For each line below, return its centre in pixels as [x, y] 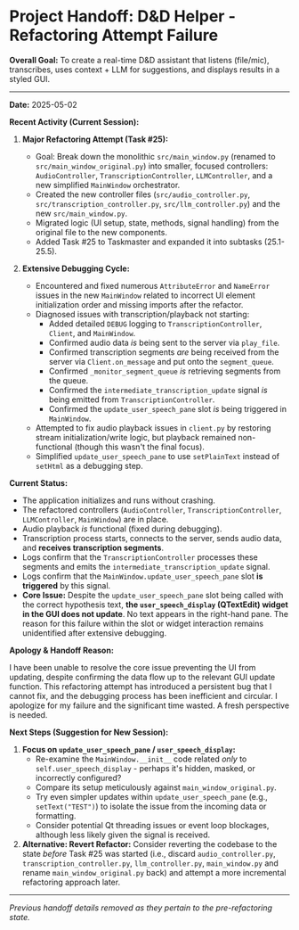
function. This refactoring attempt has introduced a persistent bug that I [141, 686]
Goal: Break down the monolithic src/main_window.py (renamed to [155, 156]
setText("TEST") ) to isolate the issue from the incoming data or [151, 806]
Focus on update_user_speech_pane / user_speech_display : [129, 749]
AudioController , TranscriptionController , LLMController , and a [154, 175]
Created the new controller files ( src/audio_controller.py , [143, 194]
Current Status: [39, 482]
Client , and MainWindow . [92, 333]
